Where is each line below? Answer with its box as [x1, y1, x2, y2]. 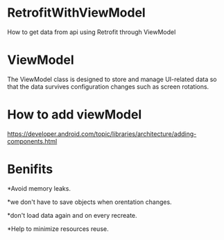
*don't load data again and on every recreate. [7, 211, 137, 219]
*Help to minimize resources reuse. [7, 224, 109, 233]
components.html [7, 137, 58, 145]
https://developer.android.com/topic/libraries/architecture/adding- [7, 130, 197, 138]
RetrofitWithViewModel [7, 5, 146, 21]
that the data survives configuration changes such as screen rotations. [7, 82, 209, 91]
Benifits [7, 162, 53, 177]
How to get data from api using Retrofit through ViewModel [7, 28, 176, 36]
